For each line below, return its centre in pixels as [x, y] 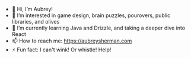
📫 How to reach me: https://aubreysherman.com [72, 41]
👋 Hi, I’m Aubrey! [32, 9]
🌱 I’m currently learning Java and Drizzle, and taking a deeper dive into [98, 28]
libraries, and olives [36, 22]
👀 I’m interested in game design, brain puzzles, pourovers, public [91, 15]
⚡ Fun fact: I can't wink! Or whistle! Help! [61, 50]
